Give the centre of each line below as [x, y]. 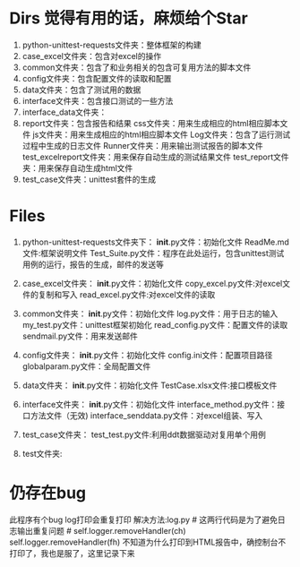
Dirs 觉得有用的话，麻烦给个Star [129, 18]
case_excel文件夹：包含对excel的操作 [92, 56]
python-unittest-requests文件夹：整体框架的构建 [111, 45]
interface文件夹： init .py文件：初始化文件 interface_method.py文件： [150, 404]
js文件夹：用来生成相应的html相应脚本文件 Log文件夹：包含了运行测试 [162, 134]
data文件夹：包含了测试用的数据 [81, 90]
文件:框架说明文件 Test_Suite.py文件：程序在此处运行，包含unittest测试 [153, 253]
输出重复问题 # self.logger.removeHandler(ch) [101, 530]
